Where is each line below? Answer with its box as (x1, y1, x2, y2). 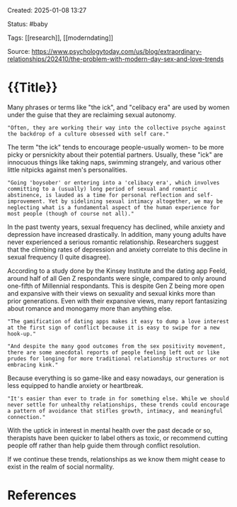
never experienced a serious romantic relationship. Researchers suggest (7, 238, 219, 246)
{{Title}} (7, 79, 58, 96)
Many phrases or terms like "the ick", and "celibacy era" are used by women (7, 103, 230, 111)
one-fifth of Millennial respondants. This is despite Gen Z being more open (7, 282, 225, 290)
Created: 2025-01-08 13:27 (7, 6, 87, 14)
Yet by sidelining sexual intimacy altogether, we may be (48, 198, 223, 205)
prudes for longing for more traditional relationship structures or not (7, 355, 230, 362)
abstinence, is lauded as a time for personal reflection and (7, 191, 195, 199)
